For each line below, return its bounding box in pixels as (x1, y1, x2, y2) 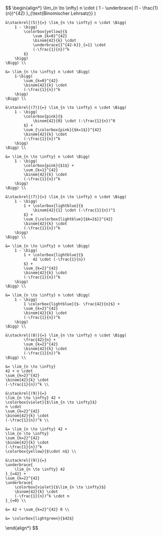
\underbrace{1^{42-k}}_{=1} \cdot (32, 42, 106, 47)
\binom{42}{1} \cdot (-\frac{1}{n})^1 (32, 208, 115, 213)
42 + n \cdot (5, 369, 33, 374)
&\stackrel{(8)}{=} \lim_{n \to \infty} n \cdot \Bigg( (5, 333, 127, 338)
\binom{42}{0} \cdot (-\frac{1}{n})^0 (32, 118, 115, 124)
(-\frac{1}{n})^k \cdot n (14, 494, 70, 499)
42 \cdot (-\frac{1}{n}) (32, 257, 86, 262)
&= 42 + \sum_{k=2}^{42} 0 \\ (5, 507, 70, 512)
